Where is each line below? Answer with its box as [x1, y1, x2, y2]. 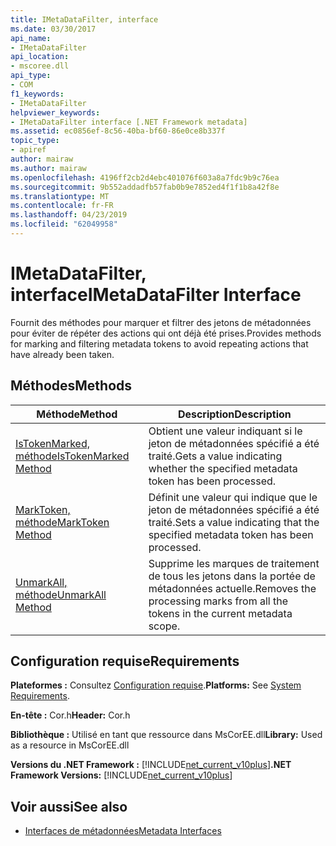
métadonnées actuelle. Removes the [148, 581, 317, 595]
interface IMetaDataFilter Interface [10, 284, 302, 306]
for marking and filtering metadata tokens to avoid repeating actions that [10, 337, 309, 350]
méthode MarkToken [15, 515, 110, 529]
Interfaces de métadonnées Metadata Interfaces [24, 825, 222, 837]
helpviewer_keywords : [10, 107, 101, 118]
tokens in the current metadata [148, 606, 293, 620]
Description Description [177, 407, 292, 421]
